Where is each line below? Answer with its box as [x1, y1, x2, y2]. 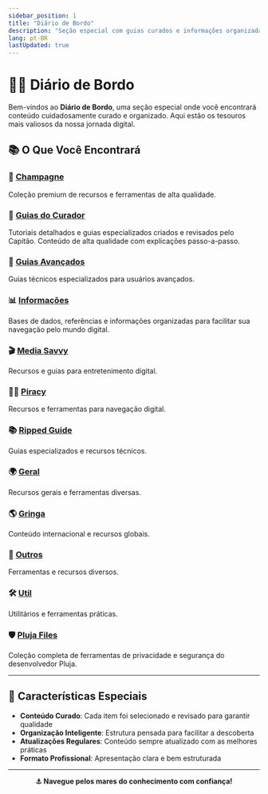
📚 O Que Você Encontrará [8, 143, 141, 157]
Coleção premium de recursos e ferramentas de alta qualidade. [8, 190, 217, 199]
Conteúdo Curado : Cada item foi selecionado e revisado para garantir [19, 711, 250, 720]
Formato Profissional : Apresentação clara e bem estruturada [19, 753, 222, 763]
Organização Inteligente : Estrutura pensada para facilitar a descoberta [19, 728, 254, 737]
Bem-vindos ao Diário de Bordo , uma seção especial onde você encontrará [8, 102, 257, 112]
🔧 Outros [8, 549, 43, 561]
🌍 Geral [8, 466, 40, 477]
